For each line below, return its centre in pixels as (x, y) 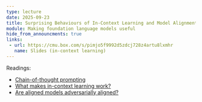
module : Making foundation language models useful (71, 28)
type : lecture (24, 12)
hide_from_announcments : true (44, 34)
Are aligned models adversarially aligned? (67, 92)
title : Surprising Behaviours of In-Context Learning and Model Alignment (102, 23)
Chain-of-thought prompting (50, 79)
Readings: (19, 68)
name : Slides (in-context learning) (60, 51)
